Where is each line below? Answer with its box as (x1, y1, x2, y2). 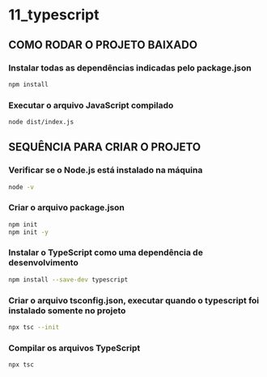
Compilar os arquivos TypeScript (8, 342, 141, 354)
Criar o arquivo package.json (8, 202, 125, 214)
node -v (8, 183, 35, 191)
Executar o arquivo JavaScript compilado (8, 100, 174, 111)
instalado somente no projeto (8, 305, 126, 316)
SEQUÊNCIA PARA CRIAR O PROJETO (8, 140, 201, 155)
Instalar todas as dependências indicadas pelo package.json (8, 62, 252, 74)
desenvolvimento (8, 257, 78, 269)
